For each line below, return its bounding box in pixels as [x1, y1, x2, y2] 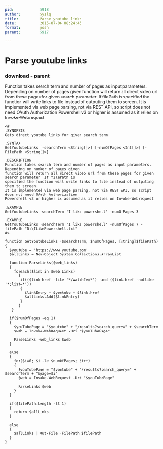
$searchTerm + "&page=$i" [5, 371, 58, 376]
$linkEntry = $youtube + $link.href [24, 291, 99, 295]
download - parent [5, 73, 50, 79]
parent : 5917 [5, 30, 49, 35]
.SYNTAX [5, 141, 21, 146]
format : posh [5, 25, 49, 30]
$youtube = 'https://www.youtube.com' [9, 248, 89, 253]
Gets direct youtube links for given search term [5, 133, 108, 137]
